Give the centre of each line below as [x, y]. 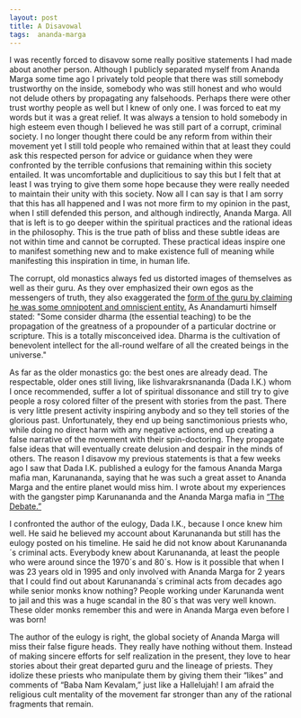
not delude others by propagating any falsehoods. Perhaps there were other [150, 98]
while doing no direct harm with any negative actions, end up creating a [142, 430]
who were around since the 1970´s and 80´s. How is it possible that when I [147, 562]
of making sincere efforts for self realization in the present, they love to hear [150, 656]
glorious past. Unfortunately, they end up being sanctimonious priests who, [149, 421]
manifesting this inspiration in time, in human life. [100, 261]
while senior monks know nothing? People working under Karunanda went [147, 591]
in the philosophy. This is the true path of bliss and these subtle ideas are [145, 232]
